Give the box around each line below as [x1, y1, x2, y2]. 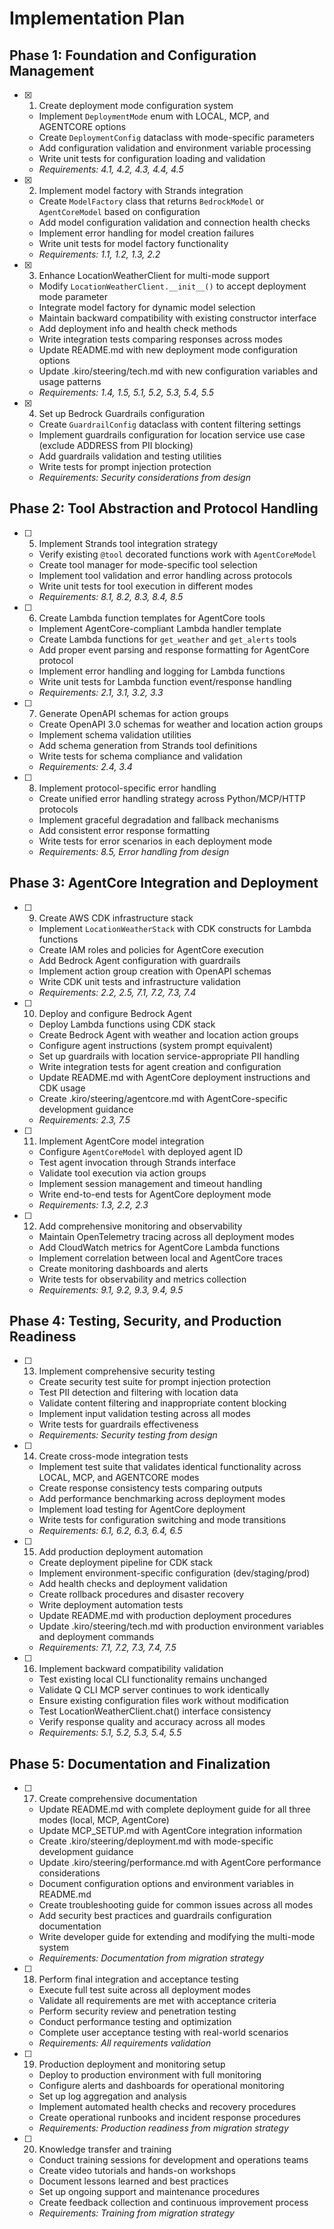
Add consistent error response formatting [38, 824, 211, 836]
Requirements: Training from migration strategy [38, 2207, 235, 2219]
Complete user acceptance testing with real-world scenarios [38, 2027, 289, 2039]
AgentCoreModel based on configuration [38, 206, 201, 217]
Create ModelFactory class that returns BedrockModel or [38, 195, 265, 207]
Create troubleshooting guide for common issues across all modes [38, 1899, 314, 1911]
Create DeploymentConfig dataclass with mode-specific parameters [38, 132, 315, 143]
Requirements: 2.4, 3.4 [38, 760, 133, 772]
